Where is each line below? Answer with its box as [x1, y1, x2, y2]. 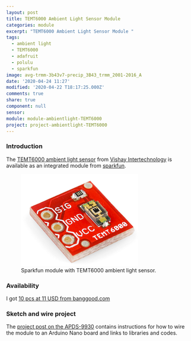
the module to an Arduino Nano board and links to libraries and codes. [6, 329, 178, 337]
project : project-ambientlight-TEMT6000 [6, 122, 108, 128]
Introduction [6, 142, 43, 150]
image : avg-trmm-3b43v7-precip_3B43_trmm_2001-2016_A [6, 72, 142, 78]
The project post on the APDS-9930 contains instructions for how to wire [6, 323, 185, 330]
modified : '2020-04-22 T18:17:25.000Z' [6, 85, 105, 91]
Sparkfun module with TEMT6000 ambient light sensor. [21, 266, 157, 274]
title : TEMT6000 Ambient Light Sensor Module [6, 15, 120, 22]
